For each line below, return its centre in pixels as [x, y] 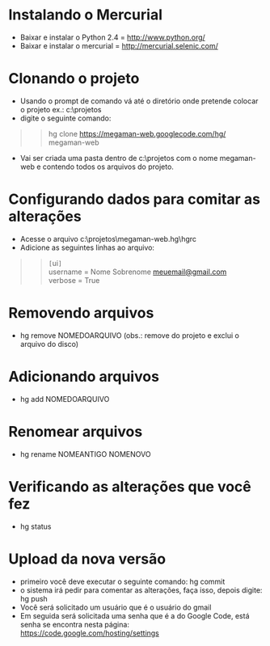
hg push [34, 598]
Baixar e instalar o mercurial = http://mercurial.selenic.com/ [119, 45]
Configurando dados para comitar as [135, 199]
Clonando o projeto [74, 79]
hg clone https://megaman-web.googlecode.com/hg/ [137, 133]
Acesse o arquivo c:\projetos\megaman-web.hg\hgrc [108, 239]
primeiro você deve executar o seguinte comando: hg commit [122, 581]
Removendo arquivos [81, 313]
